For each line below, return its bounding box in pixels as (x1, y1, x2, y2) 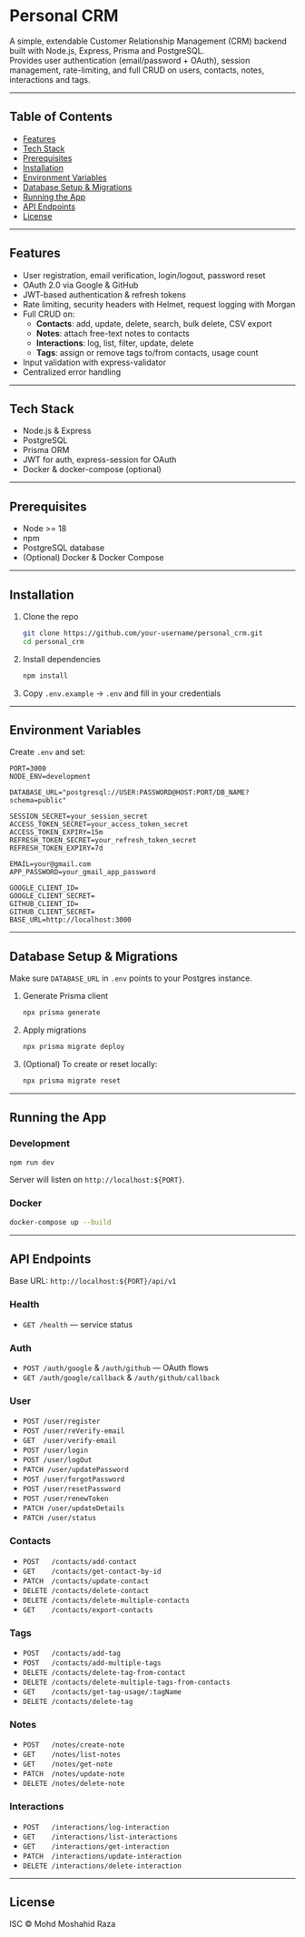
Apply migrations (22, 1024, 87, 1035)
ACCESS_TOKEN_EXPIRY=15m (9, 828, 103, 837)
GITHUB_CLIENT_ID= (9, 900, 79, 909)
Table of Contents (9, 109, 113, 125)
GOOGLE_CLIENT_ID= (9, 883, 79, 893)
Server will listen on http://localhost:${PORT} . (9, 1175, 185, 1185)
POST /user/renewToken (22, 1494, 109, 1504)
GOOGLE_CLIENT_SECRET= (9, 892, 95, 901)
